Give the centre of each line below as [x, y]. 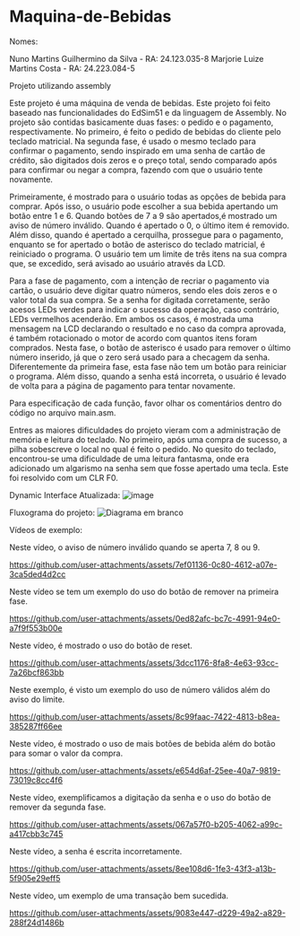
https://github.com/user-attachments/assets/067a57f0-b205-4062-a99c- [146, 824]
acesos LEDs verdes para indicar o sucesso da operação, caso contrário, [144, 309]
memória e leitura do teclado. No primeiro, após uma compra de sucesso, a [149, 439]
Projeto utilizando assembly [60, 85]
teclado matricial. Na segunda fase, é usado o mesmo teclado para [133, 141]
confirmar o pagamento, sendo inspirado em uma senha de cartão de [137, 151]
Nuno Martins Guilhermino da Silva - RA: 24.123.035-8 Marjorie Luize [137, 58]
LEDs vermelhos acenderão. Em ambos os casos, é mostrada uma [131, 319]
